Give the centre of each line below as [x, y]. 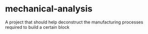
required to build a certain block [37, 27]
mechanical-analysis [49, 9]
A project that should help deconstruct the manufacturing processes [74, 22]
